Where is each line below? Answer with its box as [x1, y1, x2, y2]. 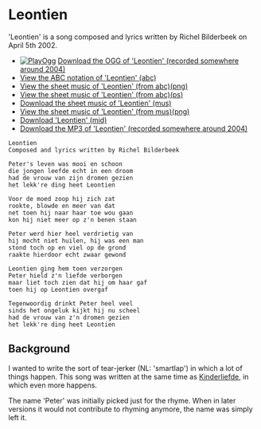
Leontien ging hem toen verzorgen [8, 265, 123, 273]
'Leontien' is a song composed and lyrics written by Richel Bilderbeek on [8, 32, 247, 41]
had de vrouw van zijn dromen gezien [8, 174, 134, 182]
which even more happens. [8, 380, 98, 390]
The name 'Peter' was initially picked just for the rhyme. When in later [8, 396, 236, 405]
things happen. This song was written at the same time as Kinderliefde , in [8, 372, 249, 381]
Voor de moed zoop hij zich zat [8, 195, 115, 203]
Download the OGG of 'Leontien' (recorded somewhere [57, 56, 240, 65]
